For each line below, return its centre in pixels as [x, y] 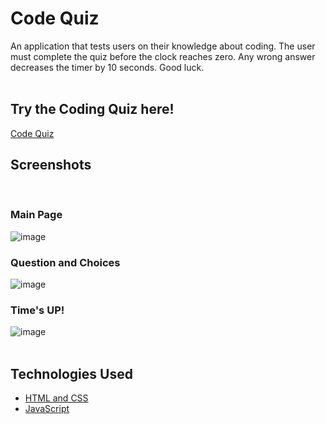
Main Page [36, 215]
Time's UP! [37, 310]
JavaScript [47, 409]
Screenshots [51, 165]
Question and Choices [65, 262]
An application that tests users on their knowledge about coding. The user [163, 46]
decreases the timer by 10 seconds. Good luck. [107, 67]
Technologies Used [71, 373]
